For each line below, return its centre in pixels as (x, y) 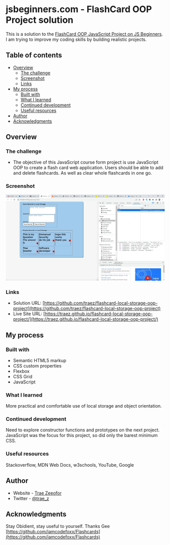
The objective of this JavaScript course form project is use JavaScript (86, 162)
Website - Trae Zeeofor (37, 493)
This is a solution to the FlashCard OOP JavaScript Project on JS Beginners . (84, 34)
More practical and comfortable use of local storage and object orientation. (84, 406)
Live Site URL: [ (29, 314)
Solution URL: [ (29, 303)
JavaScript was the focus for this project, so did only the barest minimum (82, 435)
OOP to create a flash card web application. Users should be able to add (88, 168)
